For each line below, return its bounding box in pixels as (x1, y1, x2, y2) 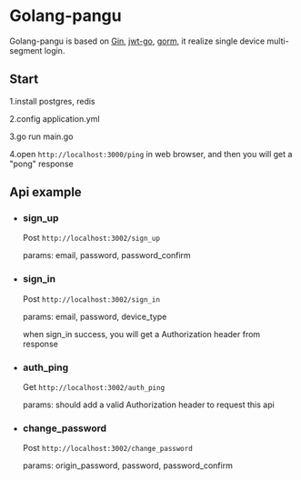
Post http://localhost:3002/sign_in (22, 293, 161, 305)
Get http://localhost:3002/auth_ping (22, 382, 166, 393)
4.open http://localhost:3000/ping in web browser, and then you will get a (9, 148, 293, 159)
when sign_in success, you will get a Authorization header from (22, 328, 261, 339)
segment (9, 45, 43, 55)
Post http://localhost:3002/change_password (22, 443, 193, 454)
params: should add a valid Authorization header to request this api (22, 399, 275, 410)
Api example (9, 185, 82, 200)
